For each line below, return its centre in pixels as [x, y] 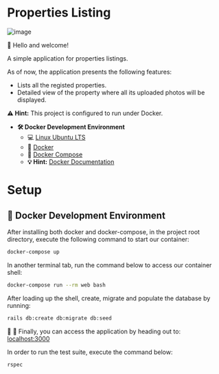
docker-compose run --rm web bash [57, 285]
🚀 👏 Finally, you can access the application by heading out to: [94, 331]
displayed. [32, 100]
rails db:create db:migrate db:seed [59, 318]
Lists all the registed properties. [62, 85]
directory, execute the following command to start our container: [98, 239]
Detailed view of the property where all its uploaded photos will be [111, 92]
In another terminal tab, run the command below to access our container [109, 265]
